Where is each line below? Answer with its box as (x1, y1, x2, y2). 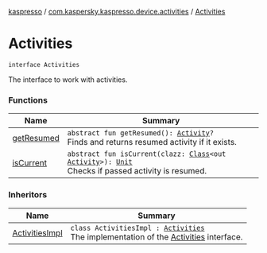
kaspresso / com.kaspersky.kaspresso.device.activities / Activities (8, 7, 226, 16)
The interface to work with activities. (8, 75, 128, 84)
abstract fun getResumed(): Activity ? (67, 129, 215, 138)
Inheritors (8, 189, 48, 200)
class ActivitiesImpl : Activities (70, 223, 205, 232)
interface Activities (8, 60, 80, 68)
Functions (8, 95, 48, 106)
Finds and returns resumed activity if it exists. (67, 137, 237, 148)
